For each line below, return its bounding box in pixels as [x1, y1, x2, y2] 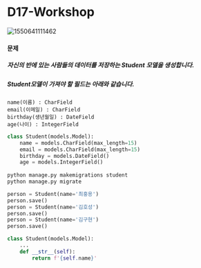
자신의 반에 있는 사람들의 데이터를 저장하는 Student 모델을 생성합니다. [7, 61, 195, 69]
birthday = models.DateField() [19, 152, 110, 159]
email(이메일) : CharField [7, 106, 81, 113]
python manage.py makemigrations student [7, 172, 128, 179]
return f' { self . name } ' [32, 254, 97, 262]
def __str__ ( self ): [19, 248, 76, 255]
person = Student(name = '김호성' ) [7, 204, 99, 211]
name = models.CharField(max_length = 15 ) [19, 139, 137, 146]
